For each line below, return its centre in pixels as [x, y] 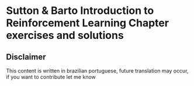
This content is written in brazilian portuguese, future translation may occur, [97, 71]
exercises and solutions [65, 35]
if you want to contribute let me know [51, 77]
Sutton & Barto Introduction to [80, 11]
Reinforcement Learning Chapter [88, 23]
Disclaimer [26, 57]
